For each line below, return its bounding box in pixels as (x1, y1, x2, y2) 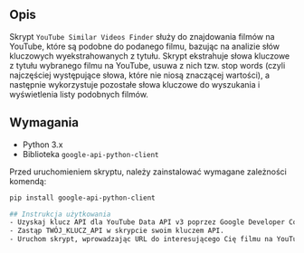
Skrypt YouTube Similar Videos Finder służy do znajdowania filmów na (9, 31, 275, 42)
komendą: (9, 175, 47, 186)
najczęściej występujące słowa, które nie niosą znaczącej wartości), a (9, 70, 270, 80)
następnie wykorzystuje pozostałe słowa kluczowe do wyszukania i (9, 79, 261, 89)
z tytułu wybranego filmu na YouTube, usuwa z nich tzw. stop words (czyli (9, 60, 286, 70)
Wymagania (9, 115, 80, 130)
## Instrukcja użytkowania (9, 210, 111, 219)
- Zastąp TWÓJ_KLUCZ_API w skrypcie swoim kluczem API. (9, 226, 224, 236)
